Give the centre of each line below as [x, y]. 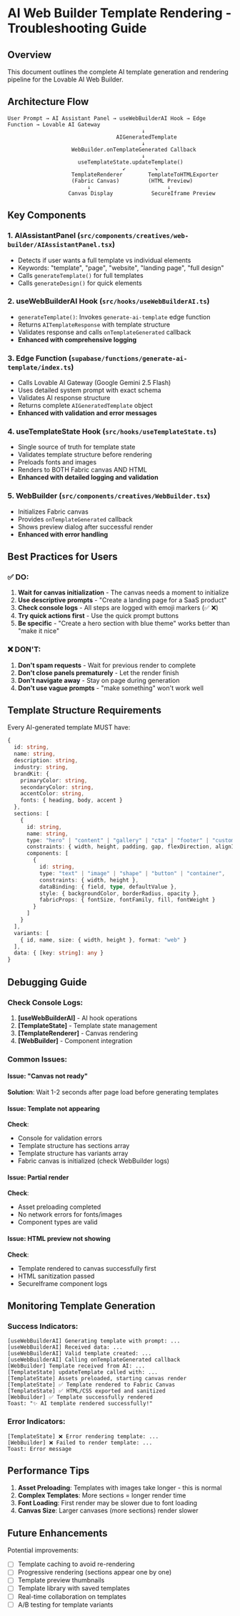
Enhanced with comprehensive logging [77, 339]
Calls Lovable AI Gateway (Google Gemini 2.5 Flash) [94, 383]
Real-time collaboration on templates [72, 1596]
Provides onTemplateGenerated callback [75, 519]
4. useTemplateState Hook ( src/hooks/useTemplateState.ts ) [112, 432]
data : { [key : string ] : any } [59, 953]
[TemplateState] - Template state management [87, 1025]
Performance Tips [49, 1471]
